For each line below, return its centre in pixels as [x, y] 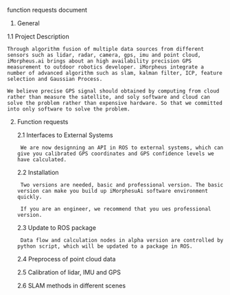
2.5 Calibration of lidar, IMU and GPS [69, 272]
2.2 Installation [38, 172]
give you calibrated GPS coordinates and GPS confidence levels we [115, 154]
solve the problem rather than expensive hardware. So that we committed [115, 103]
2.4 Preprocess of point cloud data [66, 259]
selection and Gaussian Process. [55, 79]
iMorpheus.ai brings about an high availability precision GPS [100, 61]
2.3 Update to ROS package [56, 228]
